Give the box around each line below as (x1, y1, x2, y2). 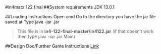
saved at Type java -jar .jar (5, 19, 59, 25)
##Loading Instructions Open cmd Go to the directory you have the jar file (5, 14, 156, 19)
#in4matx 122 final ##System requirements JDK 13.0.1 (5, 4, 115, 10)
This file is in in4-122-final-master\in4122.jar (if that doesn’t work (17, 28, 154, 34)
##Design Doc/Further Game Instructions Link (5, 43, 99, 49)
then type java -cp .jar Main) (17, 34, 75, 39)
